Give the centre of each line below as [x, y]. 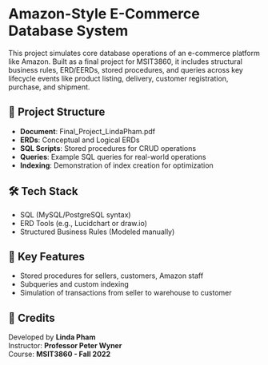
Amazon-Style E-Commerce [104, 14]
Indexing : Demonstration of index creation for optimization [116, 165]
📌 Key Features [47, 256]
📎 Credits [32, 317]
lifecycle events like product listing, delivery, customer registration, [118, 78]
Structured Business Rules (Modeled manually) [97, 232]
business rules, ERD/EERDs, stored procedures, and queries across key [126, 69]
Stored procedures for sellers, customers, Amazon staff [112, 276]
